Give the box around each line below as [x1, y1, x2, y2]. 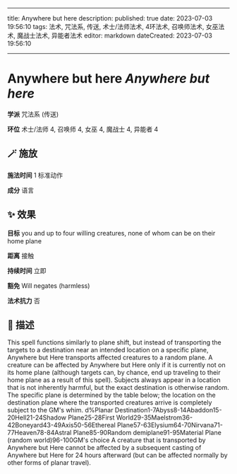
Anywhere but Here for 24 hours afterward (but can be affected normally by [7, 451, 228, 460]
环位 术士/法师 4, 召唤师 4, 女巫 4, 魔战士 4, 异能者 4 [7, 125, 159, 133]
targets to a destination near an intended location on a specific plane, [7, 346, 209, 354]
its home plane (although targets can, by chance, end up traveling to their [7, 369, 221, 377]
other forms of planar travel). [7, 458, 92, 467]
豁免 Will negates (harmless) [7, 281, 90, 290]
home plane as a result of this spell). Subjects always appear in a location [7, 376, 221, 384]
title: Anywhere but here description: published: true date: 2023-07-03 [7, 14, 213, 22]
